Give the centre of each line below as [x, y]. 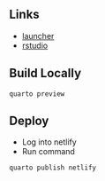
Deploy [29, 121]
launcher [38, 35]
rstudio [35, 45]
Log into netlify [49, 142]
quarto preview [37, 94]
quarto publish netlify [53, 168]
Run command [48, 152]
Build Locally [45, 73]
